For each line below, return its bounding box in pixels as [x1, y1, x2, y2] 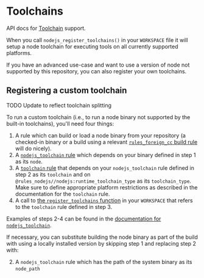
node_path [15, 266, 41, 272]
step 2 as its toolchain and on [15, 170, 91, 178]
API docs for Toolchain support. [6, 24, 86, 32]
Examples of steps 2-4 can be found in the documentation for [6, 215, 161, 222]
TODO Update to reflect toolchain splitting [6, 101, 111, 109]
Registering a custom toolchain [6, 86, 127, 96]
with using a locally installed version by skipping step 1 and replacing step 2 [6, 240, 197, 247]
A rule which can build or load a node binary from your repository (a [15, 131, 186, 139]
